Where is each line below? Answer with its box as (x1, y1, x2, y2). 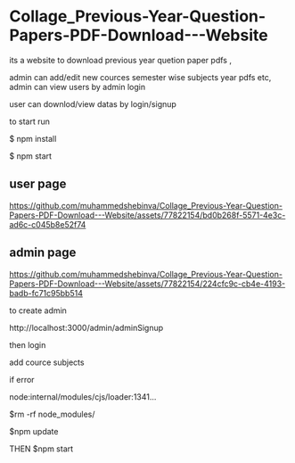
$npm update (9, 426, 59, 436)
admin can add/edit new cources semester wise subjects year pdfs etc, (9, 71, 272, 82)
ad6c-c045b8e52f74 (9, 219, 86, 229)
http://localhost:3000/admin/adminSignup (9, 322, 164, 333)
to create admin (9, 305, 67, 316)
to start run (9, 116, 51, 127)
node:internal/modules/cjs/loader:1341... (9, 391, 157, 402)
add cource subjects (9, 357, 85, 368)
